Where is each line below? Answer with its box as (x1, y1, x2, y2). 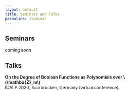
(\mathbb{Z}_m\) (5, 79, 40, 85)
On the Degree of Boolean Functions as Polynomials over (5, 74, 123, 80)
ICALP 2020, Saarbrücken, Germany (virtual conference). (5, 85, 120, 90)
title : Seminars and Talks (5, 12, 60, 17)
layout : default (5, 7, 38, 12)
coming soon (5, 47, 32, 53)
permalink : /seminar (5, 16, 47, 21)
